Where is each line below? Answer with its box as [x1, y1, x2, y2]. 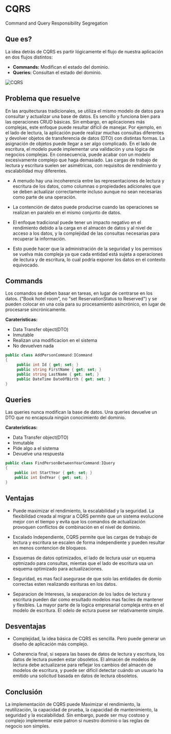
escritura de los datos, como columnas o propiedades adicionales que [12, 183, 161, 189]
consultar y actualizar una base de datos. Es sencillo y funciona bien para [5, 113, 160, 119]
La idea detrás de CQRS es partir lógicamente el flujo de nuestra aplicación [5, 48, 163, 54]
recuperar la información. [12, 235, 66, 241]
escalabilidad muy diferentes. [5, 168, 67, 174]
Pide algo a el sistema [12, 445, 59, 452]
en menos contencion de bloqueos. [12, 544, 87, 551]
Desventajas [5, 622, 46, 630]
